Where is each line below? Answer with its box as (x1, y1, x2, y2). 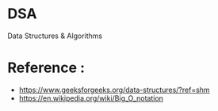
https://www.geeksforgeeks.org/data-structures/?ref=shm (18, 85, 211, 94)
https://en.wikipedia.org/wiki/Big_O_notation (18, 93, 164, 103)
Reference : (7, 59, 85, 77)
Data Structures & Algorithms (7, 31, 103, 40)
